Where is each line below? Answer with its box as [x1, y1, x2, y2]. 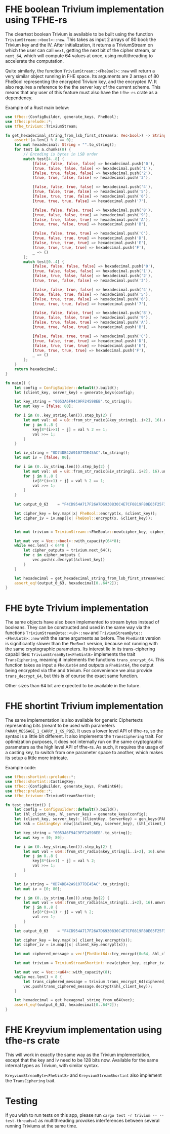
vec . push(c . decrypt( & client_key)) [32, 557, 105, 563]
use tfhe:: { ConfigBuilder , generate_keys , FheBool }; [5, 114, 119, 120]
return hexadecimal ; [14, 367, 58, 372]
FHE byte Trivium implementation [5, 602, 149, 614]
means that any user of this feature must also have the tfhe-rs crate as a [5, 89, 158, 95]
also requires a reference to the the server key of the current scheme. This [5, 84, 161, 90]
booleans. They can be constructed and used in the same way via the [5, 624, 150, 631]
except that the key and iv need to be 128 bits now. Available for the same [5, 1057, 158, 1063]
